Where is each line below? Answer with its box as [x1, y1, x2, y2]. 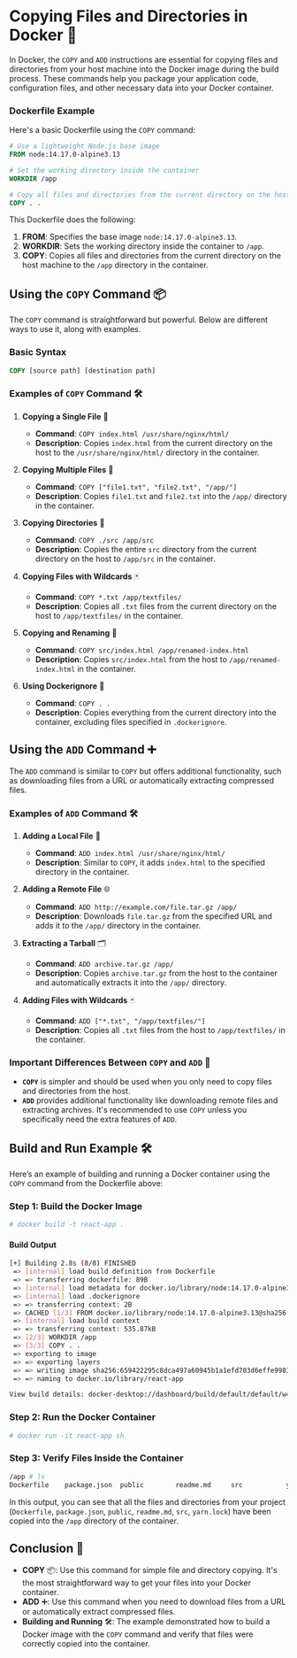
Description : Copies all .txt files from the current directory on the [34, 600, 277, 612]
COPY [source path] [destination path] [9, 366, 156, 375]
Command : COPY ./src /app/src [34, 534, 155, 545]
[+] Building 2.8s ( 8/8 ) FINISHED [9, 1259, 137, 1268]
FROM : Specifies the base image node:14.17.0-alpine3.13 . [21, 232, 238, 243]
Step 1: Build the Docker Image [9, 1199, 143, 1212]
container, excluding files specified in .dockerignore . [34, 716, 227, 727]
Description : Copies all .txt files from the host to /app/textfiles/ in [34, 1024, 286, 1035]
